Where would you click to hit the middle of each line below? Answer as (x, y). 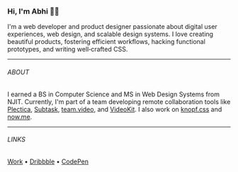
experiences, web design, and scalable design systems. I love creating (110, 34)
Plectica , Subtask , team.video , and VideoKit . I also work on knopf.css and (115, 109)
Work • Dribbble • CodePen (48, 161)
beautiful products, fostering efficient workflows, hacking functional (106, 42)
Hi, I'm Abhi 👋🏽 (33, 11)
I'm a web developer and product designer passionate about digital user (112, 27)
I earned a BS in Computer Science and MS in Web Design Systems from (113, 94)
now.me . (20, 117)
